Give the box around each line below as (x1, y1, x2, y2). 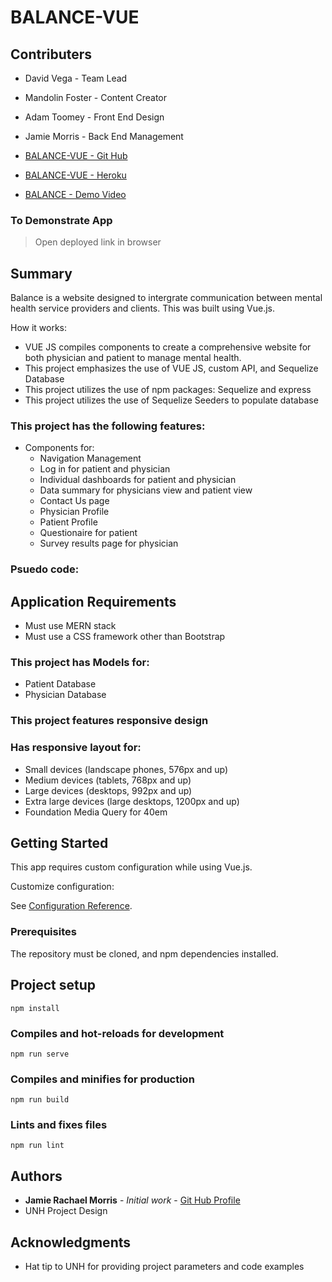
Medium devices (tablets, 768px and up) (24, 774, 192, 786)
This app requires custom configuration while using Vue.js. (10, 861, 253, 873)
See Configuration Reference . (10, 900, 133, 912)
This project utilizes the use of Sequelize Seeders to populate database (24, 394, 319, 406)
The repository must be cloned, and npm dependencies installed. (10, 947, 279, 960)
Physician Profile (39, 506, 110, 518)
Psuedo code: (10, 562, 80, 576)
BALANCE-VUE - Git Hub (24, 150, 128, 161)
